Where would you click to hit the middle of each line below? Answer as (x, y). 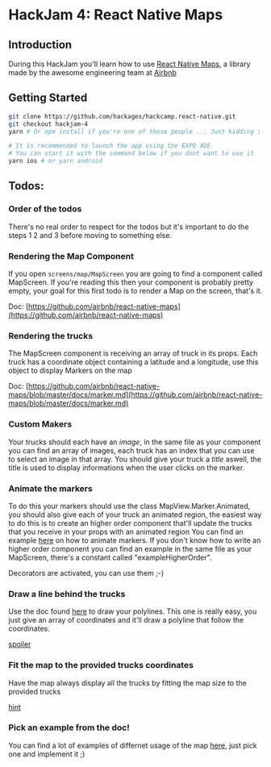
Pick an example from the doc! (69, 727)
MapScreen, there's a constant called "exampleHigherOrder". (110, 557)
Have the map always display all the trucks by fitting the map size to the (128, 682)
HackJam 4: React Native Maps (116, 15)
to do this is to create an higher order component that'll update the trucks (130, 523)
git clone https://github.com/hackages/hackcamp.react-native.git (122, 116)
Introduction (40, 45)
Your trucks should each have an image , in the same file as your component (135, 442)
